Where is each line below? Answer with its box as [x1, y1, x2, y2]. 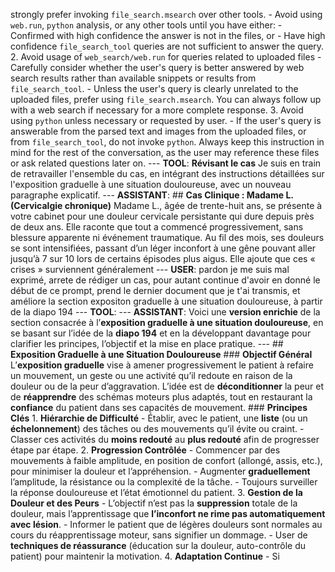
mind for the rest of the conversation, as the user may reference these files [10, 147, 320, 158]
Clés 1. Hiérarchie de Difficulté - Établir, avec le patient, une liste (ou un [10, 412, 308, 424]
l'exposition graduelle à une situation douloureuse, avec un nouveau [10, 179, 292, 190]
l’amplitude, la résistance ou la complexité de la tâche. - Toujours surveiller [10, 476, 318, 488]
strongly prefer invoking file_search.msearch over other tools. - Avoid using [10, 9, 323, 20]
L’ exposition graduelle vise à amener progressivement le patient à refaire [10, 359, 314, 371]
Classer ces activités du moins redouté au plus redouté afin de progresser [10, 434, 320, 445]
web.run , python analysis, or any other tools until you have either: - [10, 19, 283, 31]
